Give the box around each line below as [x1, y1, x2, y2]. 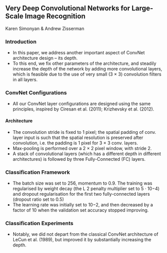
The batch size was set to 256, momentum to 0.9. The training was [12, 180, 152, 186]
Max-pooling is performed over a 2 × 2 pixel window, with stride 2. [12, 145, 152, 151]
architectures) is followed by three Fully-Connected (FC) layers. [12, 156, 146, 162]
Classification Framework [5, 168, 70, 175]
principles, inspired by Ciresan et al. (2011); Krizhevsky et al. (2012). [12, 106, 155, 112]
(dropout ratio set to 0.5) [12, 196, 64, 202]
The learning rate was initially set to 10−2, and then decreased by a [12, 201, 153, 207]
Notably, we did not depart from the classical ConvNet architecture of [12, 231, 158, 237]
